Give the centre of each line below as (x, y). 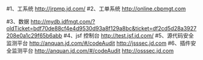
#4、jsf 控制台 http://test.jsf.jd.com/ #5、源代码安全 (129, 36)
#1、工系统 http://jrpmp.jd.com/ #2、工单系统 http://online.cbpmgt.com (96, 9)
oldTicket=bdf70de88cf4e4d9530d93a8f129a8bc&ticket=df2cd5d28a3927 (102, 28)
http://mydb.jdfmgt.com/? (63, 22)
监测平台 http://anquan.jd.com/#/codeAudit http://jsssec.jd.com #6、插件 (98, 43)
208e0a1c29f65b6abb (34, 36)
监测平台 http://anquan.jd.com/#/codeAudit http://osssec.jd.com (93, 51)
